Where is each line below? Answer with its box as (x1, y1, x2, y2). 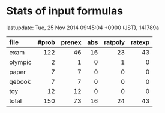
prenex (61, 38, 82, 46)
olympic (9, 58, 32, 66)
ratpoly (104, 38, 125, 46)
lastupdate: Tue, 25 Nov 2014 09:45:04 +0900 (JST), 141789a (6, 24, 160, 31)
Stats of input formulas (6, 4, 124, 18)
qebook (9, 77, 31, 85)
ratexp (130, 38, 150, 46)
